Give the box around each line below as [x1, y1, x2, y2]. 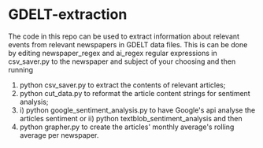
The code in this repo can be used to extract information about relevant [8, 31, 240, 41]
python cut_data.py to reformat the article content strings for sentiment [19, 88, 250, 98]
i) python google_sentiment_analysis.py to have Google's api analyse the [19, 105, 256, 115]
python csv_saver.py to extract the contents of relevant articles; [19, 80, 226, 90]
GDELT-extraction [8, 6, 128, 24]
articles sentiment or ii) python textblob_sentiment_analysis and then [19, 113, 243, 123]
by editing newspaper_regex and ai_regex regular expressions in [8, 48, 218, 57]
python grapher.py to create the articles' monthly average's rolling [19, 122, 235, 131]
